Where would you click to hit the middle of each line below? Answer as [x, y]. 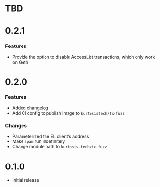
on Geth [20, 62]
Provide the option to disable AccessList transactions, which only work [83, 57]
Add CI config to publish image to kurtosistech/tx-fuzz [68, 113]
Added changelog [30, 108]
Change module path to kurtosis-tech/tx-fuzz [59, 147]
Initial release [25, 180]
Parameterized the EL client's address [50, 136]
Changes [16, 126]
